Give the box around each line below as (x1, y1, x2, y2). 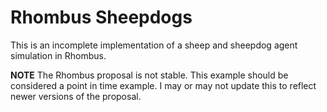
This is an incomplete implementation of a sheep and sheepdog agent (10, 39, 298, 51)
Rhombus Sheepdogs (10, 6, 193, 29)
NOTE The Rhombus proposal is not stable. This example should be (10, 69, 289, 81)
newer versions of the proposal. (10, 90, 142, 102)
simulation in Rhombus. (10, 49, 107, 61)
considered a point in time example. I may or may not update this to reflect (10, 79, 317, 91)
